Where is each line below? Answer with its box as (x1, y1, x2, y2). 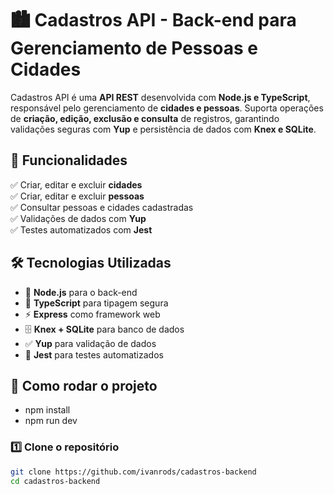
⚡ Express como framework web (24, 308, 161, 320)
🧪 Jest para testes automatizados (24, 348, 164, 361)
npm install (24, 404, 71, 416)
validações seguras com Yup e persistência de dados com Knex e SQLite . (10, 123, 317, 135)
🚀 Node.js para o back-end (24, 286, 138, 298)
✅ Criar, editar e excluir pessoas (10, 190, 145, 202)
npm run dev (24, 415, 78, 427)
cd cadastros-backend (10, 476, 101, 486)
